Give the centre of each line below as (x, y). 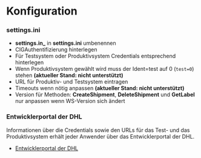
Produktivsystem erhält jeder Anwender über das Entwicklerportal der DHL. (100, 136)
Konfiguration (42, 11)
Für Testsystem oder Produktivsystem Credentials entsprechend (95, 56)
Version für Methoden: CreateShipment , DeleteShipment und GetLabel (105, 94)
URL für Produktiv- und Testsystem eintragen (71, 82)
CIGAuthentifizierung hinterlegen (56, 50)
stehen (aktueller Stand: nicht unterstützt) (69, 75)
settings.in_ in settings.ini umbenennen (65, 43)
